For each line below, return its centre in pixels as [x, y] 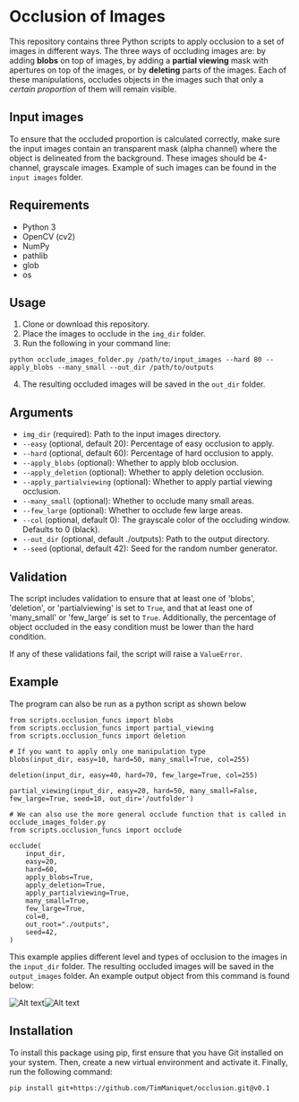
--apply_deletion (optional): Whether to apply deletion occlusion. [143, 472]
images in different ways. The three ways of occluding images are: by [138, 50]
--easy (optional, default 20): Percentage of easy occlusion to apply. [148, 444]
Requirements [49, 205]
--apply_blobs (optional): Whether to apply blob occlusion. [130, 463]
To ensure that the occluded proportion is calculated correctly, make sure [145, 139]
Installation [41, 1031]
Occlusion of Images [87, 17]
